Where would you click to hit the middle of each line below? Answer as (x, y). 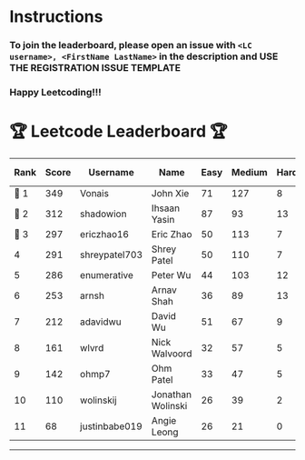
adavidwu (101, 322)
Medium (249, 172)
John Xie (170, 193)
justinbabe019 (111, 426)
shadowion (103, 214)
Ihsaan (165, 208)
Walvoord (172, 354)
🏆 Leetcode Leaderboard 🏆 (118, 131)
